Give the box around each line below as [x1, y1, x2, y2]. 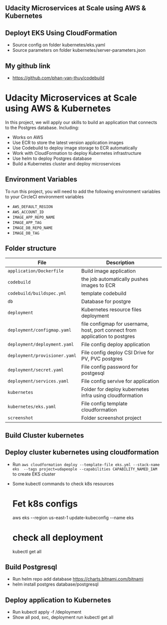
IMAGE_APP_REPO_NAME [12, 215, 55, 220]
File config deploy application [81, 341, 151, 348]
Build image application [81, 267, 136, 274]
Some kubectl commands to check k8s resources [12, 481, 114, 487]
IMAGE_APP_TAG [12, 220, 42, 225]
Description [106, 259, 135, 266]
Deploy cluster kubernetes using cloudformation [5, 448, 159, 457]
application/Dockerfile [7, 268, 64, 273]
